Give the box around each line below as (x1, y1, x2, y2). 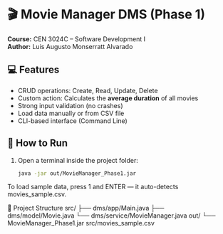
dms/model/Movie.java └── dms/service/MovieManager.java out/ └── (7, 211, 216, 220)
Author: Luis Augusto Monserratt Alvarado (7, 42, 133, 50)
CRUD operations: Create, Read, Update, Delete (17, 86, 158, 95)
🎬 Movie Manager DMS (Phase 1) (7, 6, 205, 23)
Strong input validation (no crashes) (17, 101, 123, 110)
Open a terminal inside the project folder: (17, 156, 139, 164)
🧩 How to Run (7, 137, 68, 149)
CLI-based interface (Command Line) (17, 116, 128, 125)
